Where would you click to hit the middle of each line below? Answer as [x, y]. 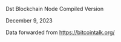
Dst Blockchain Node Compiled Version [55, 9]
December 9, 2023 [29, 20]
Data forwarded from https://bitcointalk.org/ [60, 32]
